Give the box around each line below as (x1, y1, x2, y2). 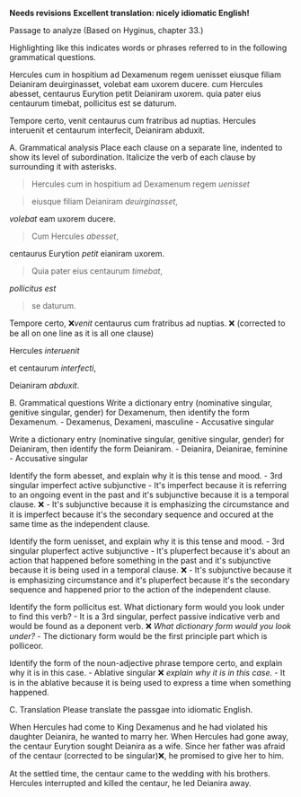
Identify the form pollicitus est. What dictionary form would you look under (9, 601, 285, 612)
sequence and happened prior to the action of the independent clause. (9, 584, 271, 595)
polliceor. (9, 641, 44, 651)
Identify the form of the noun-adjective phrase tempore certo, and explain (9, 658, 283, 668)
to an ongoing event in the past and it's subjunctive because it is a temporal (9, 489, 289, 500)
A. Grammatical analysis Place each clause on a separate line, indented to (9, 143, 283, 153)
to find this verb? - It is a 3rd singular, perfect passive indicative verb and (9, 611, 280, 622)
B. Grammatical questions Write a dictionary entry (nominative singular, (9, 398, 273, 407)
